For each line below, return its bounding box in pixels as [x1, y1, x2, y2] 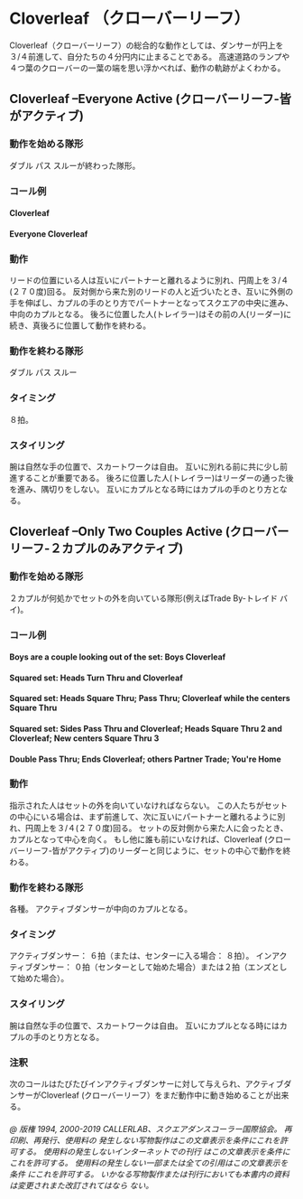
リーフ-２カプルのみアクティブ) [9, 541, 184, 557]
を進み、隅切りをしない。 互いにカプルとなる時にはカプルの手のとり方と [9, 483, 280, 494]
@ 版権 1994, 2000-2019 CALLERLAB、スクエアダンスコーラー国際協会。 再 [9, 1123, 292, 1134]
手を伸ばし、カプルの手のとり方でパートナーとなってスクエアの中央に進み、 [9, 297, 293, 308]
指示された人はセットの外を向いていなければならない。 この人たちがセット [9, 800, 289, 810]
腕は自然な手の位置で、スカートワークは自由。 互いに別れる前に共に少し [9, 461, 280, 472]
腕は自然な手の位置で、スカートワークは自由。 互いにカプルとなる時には [9, 1020, 280, 1031]
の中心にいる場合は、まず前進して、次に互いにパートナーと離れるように [9, 810, 278, 822]
